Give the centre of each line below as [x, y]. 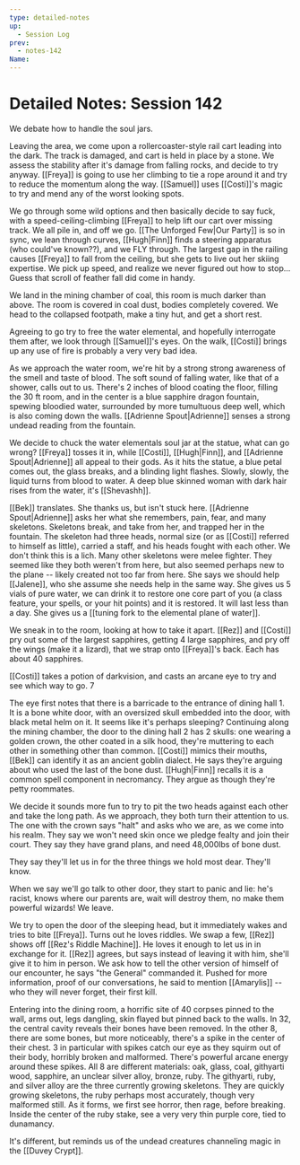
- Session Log [43, 34]
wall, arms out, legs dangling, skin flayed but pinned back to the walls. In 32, [150, 1019]
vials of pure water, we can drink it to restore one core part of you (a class [146, 593]
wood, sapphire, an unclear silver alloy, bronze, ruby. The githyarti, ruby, [142, 1076]
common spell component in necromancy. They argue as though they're [142, 779]
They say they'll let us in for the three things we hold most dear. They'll [140, 862]
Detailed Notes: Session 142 [116, 104]
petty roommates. [42, 788]
